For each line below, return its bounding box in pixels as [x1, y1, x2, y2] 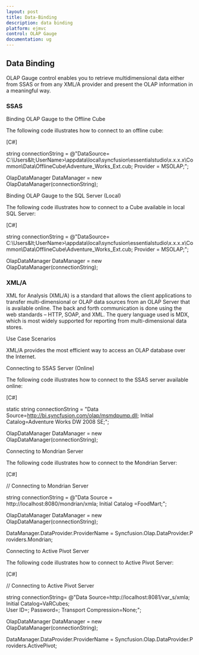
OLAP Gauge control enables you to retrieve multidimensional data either [6, 74, 185, 81]
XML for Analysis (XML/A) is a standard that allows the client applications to [6, 292, 192, 299]
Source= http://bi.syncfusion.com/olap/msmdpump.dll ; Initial [6, 412, 154, 419]
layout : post [6, 8, 39, 15]
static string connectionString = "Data [6, 406, 99, 413]
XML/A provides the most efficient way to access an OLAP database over [6, 347, 186, 354]
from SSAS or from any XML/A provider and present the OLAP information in [6, 80, 193, 88]
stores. [6, 324, 23, 331]
